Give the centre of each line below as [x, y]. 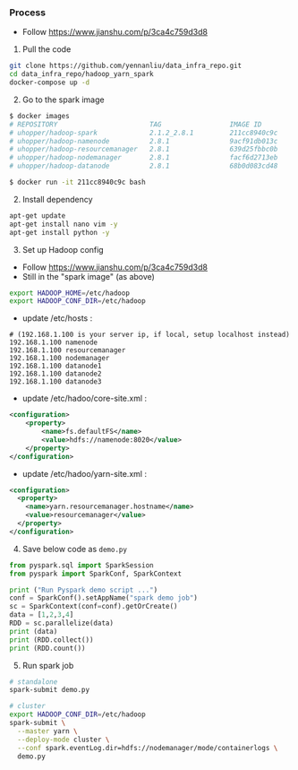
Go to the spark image [63, 99]
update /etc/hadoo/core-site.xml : [85, 398]
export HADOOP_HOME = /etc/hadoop [69, 293]
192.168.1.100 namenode [54, 342]
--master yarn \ [47, 731]
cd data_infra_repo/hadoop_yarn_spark [81, 74]
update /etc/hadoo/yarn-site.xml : [85, 473]
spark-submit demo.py [50, 690]
